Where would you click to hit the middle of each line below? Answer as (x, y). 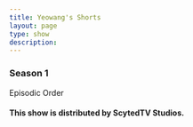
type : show (29, 34)
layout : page (33, 26)
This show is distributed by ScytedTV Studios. (97, 113)
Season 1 (29, 74)
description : (33, 42)
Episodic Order (36, 92)
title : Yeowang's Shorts (55, 17)
